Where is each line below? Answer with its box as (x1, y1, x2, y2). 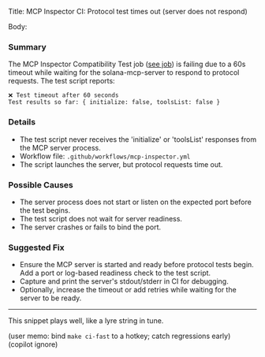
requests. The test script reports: (8, 76, 116, 86)
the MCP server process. (19, 143, 101, 152)
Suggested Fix (8, 242, 65, 253)
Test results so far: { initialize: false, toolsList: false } (8, 99, 221, 106)
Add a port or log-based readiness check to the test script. (19, 268, 211, 278)
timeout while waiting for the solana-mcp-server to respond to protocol (8, 68, 240, 77)
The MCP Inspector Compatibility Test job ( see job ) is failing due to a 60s (8, 59, 246, 69)
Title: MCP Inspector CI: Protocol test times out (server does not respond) (8, 7, 248, 16)
